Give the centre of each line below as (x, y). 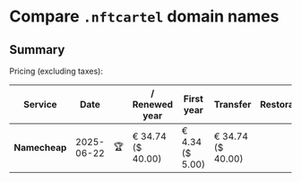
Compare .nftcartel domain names (144, 17)
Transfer (232, 104)
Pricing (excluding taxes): (56, 71)
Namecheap (40, 147)
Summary (37, 50)
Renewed (152, 104)
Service (40, 104)
